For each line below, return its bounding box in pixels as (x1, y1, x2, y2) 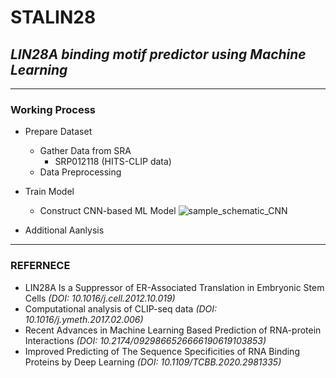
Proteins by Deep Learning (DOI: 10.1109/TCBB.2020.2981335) (24, 356, 282, 368)
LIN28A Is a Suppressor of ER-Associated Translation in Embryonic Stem (24, 281, 325, 293)
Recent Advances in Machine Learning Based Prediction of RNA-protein (24, 324, 322, 336)
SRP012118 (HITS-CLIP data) (54, 156, 172, 168)
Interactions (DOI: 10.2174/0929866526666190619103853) (24, 334, 267, 346)
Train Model (24, 186, 75, 198)
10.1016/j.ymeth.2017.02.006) (24, 313, 144, 325)
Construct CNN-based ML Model (39, 205, 177, 217)
